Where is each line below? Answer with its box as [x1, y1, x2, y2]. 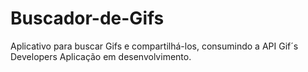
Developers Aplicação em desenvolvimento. [10, 50, 192, 62]
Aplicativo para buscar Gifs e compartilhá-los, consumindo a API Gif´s [10, 40, 299, 52]
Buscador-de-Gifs [10, 7, 165, 30]
